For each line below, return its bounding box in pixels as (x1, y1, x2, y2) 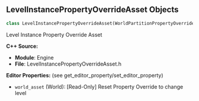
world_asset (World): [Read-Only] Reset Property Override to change (14, 83, 184, 90)
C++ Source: (6, 43, 38, 50)
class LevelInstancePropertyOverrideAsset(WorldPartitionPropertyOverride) (6, 20, 197, 26)
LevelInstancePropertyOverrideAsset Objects (6, 5, 179, 15)
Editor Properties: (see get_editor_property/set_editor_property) (6, 71, 164, 79)
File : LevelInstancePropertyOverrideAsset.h (14, 60, 122, 67)
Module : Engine (14, 54, 54, 61)
